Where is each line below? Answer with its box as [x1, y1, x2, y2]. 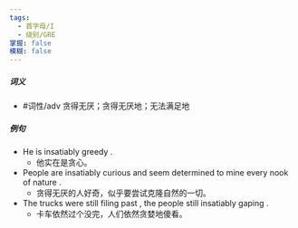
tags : [9, 13, 30, 23]
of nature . [22, 177, 62, 188]
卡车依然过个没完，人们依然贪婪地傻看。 [35, 209, 187, 220]
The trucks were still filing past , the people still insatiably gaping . [22, 198, 269, 209]
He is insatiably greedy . [22, 147, 113, 157]
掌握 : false [9, 38, 52, 48]
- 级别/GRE [17, 30, 56, 39]
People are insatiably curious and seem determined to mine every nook [22, 167, 289, 178]
